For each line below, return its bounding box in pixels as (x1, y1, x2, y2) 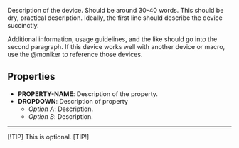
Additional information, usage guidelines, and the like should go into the (7, 35, 218, 43)
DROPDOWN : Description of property (17, 97, 128, 105)
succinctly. (7, 21, 39, 29)
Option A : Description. (28, 105, 94, 113)
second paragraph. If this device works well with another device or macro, (7, 43, 225, 51)
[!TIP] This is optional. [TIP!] (7, 132, 90, 141)
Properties (7, 70, 55, 83)
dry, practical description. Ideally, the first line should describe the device (7, 14, 223, 22)
